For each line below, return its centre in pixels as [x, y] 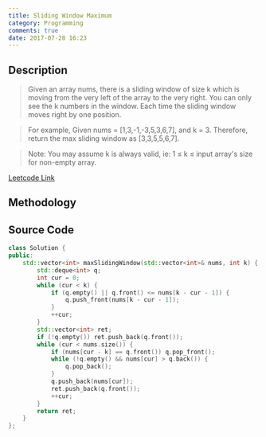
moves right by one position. [74, 115]
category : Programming [46, 23]
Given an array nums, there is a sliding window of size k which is [134, 89]
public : [21, 256]
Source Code [41, 230]
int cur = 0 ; [59, 278]
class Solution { [37, 248]
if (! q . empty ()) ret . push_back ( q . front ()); [110, 337]
